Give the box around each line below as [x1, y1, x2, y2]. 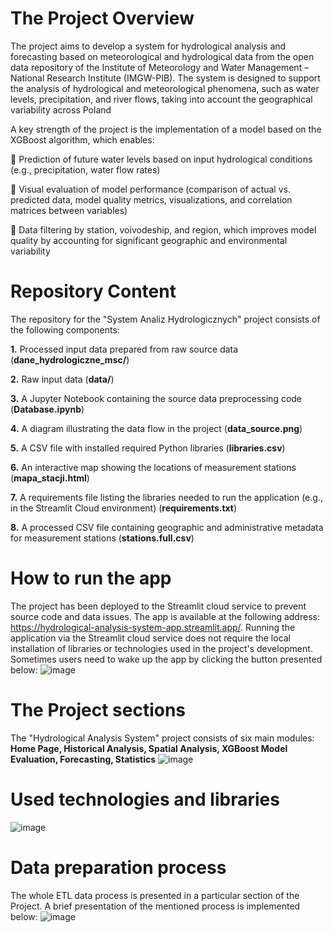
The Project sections [10, 699, 187, 721]
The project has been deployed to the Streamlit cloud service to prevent [10, 600, 307, 612]
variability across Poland [10, 103, 112, 116]
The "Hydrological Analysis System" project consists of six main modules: [10, 732, 315, 744]
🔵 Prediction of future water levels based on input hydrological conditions [10, 153, 313, 165]
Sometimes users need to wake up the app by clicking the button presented [10, 653, 323, 665]
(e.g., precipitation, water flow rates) [10, 163, 161, 176]
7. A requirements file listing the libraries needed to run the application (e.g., [10, 491, 323, 503]
